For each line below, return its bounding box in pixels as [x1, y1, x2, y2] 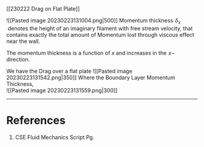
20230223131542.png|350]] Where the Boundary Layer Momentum [6, 74, 175, 81]
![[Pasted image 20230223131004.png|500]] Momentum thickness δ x [6, 17, 181, 25]
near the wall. [6, 38, 41, 45]
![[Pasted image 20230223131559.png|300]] [6, 87, 118, 94]
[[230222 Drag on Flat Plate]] [6, 5, 80, 12]
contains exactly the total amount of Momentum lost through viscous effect [6, 31, 194, 38]
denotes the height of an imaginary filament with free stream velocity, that [7, 24, 193, 32]
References [6, 113, 66, 127]
